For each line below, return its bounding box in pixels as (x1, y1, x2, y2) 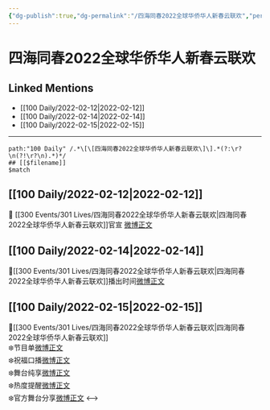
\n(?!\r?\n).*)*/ (8, 151, 67, 159)
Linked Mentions (8, 81, 94, 95)
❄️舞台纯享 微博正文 (8, 368, 71, 378)
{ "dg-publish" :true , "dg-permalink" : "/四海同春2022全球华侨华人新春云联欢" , (8, 11, 250, 20)
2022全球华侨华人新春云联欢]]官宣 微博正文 (8, 220, 153, 230)
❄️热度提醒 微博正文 (8, 380, 71, 391)
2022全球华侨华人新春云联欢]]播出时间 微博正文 (8, 276, 165, 286)
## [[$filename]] (8, 159, 67, 167)
